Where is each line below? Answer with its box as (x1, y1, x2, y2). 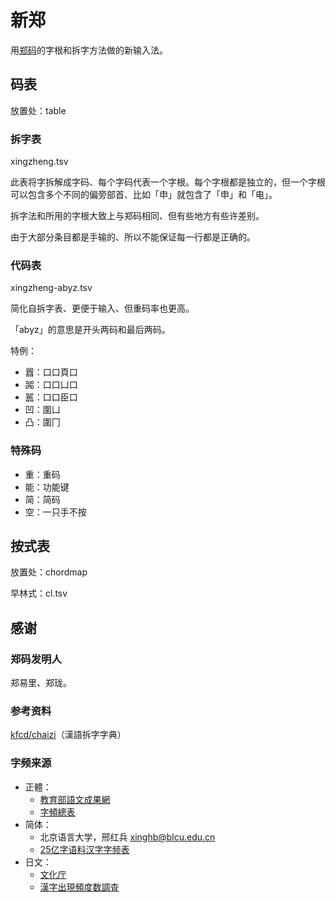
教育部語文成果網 (39, 793, 111, 805)
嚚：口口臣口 (24, 391, 78, 403)
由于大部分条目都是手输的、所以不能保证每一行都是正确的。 (10, 231, 256, 243)
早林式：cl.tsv (10, 587, 68, 600)
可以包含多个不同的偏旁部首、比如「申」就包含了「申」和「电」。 (10, 189, 278, 201)
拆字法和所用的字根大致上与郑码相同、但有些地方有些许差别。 (10, 210, 265, 222)
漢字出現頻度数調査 (39, 881, 120, 893)
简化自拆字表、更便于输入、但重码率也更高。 (10, 302, 195, 315)
